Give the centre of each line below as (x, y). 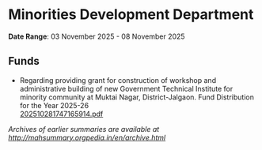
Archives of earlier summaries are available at (84, 129)
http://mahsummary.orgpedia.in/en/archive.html (87, 137)
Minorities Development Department (131, 15)
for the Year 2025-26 (54, 105)
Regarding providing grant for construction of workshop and (118, 80)
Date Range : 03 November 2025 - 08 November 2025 (97, 36)
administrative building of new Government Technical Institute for (126, 88)
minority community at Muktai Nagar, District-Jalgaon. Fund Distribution (137, 97)
